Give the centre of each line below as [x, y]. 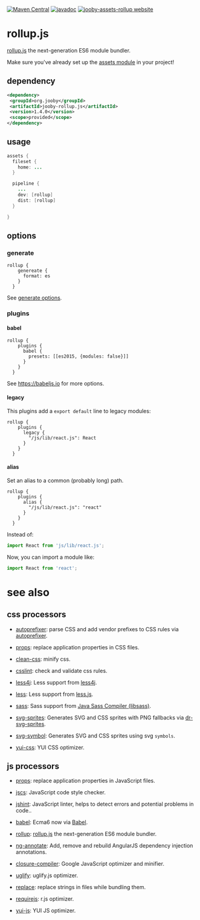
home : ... [30, 167]
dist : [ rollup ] [37, 200]
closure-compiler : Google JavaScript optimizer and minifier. [90, 864]
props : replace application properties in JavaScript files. [85, 781]
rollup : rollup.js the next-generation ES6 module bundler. [86, 834]
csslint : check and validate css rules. [61, 671]
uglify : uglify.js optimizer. [47, 875]
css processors [37, 615]
